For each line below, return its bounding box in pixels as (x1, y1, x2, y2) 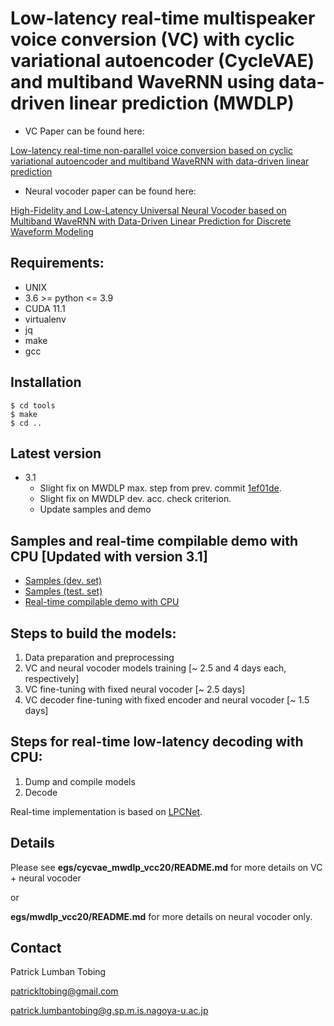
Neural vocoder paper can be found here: (24, 185, 197, 197)
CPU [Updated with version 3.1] (10, 548, 208, 565)
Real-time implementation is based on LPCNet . (10, 805, 203, 817)
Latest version (10, 445, 102, 462)
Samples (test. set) (24, 585, 103, 597)
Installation (10, 374, 82, 391)
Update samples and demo (39, 503, 152, 516)
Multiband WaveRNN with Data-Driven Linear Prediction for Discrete (10, 215, 292, 227)
